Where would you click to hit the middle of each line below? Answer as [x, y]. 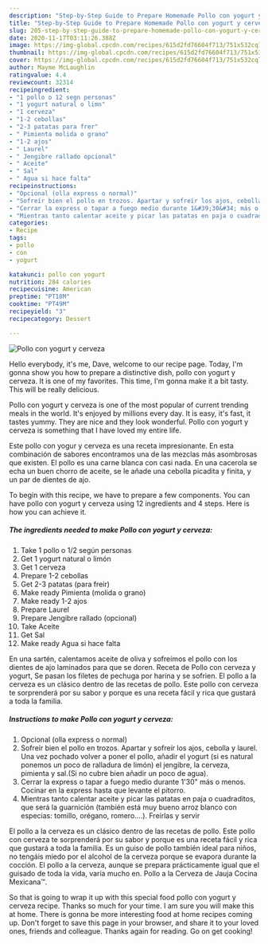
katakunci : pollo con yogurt [57, 274]
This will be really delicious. [54, 389]
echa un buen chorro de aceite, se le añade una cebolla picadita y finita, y [130, 471]
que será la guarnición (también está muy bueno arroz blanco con [128, 807]
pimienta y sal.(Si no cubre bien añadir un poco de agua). [115, 773]
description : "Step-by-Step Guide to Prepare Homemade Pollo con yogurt [132, 16]
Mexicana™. [28, 882]
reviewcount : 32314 [41, 82]
